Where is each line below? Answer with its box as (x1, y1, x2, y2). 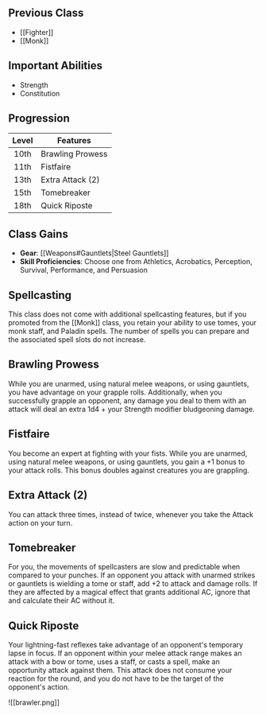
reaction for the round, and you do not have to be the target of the (8, 674, 224, 683)
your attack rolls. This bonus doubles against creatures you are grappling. (8, 465, 250, 475)
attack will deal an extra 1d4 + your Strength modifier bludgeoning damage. (8, 404, 256, 414)
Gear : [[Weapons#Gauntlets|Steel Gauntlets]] (19, 248, 169, 258)
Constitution (19, 88, 60, 98)
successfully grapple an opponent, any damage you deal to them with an (8, 395, 247, 405)
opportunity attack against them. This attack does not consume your (8, 666, 233, 675)
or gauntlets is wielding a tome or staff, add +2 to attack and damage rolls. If (8, 579, 258, 589)
